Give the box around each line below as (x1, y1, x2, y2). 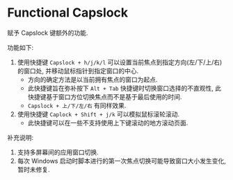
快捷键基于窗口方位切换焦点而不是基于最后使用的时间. (27, 92, 182, 101)
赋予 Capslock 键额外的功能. (7, 28, 88, 37)
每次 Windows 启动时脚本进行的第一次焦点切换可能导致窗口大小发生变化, (17, 156, 226, 165)
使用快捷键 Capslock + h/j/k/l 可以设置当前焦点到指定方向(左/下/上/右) (17, 57, 223, 66)
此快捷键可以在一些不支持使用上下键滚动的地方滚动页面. (27, 118, 188, 127)
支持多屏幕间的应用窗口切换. (17, 147, 99, 156)
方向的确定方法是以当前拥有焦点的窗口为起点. (27, 75, 158, 84)
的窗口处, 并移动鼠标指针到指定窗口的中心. (17, 66, 139, 75)
